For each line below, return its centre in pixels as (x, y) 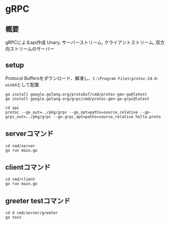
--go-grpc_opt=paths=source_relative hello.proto (107, 117)
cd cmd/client (20, 179)
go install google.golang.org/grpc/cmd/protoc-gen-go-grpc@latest (77, 99)
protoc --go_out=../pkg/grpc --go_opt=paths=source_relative (72, 112)
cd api (12, 108)
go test (14, 218)
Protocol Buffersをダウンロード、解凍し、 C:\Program (60, 78)
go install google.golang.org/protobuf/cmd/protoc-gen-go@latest (76, 94)
